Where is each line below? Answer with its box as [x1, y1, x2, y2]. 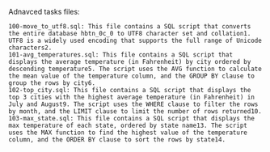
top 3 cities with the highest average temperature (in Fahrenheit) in [8, 93, 255, 101]
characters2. [8, 44, 53, 52]
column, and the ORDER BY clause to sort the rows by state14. [8, 136, 226, 144]
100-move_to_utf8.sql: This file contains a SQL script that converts [8, 23, 251, 31]
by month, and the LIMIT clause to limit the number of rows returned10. [8, 108, 263, 116]
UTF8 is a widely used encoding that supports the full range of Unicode [8, 36, 263, 44]
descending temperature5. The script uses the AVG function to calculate [8, 65, 263, 73]
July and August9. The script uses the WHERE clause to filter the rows [8, 100, 259, 108]
